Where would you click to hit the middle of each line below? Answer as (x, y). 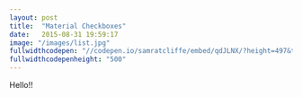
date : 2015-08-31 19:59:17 (64, 34)
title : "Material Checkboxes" (68, 26)
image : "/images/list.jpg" (60, 43)
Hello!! (21, 85)
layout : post (34, 18)
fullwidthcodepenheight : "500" (68, 59)
